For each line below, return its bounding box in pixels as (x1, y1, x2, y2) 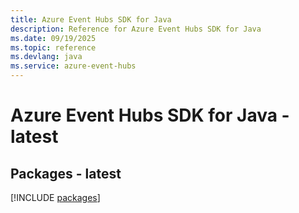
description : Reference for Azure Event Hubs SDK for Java (10, 24, 262, 34)
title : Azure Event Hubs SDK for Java (10, 14, 172, 25)
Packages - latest (10, 165, 122, 182)
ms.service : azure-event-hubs (10, 61, 137, 71)
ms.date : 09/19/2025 (10, 33, 97, 43)
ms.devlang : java (10, 52, 83, 62)
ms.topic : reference (10, 42, 97, 53)
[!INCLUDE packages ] (10, 192, 101, 203)
